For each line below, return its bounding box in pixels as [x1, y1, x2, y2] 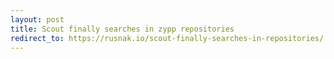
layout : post [10, 14, 65, 25]
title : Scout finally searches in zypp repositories [10, 24, 235, 34]
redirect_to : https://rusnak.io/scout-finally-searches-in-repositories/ [10, 33, 325, 43]
